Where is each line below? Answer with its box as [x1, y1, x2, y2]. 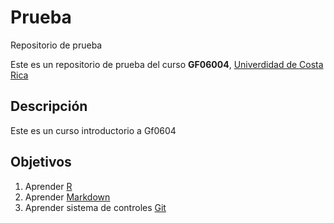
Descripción [10, 98, 88, 115]
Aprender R [24, 180, 73, 192]
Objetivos [10, 154, 72, 171]
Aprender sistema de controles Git [24, 201, 167, 213]
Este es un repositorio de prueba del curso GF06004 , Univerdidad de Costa [10, 58, 324, 70]
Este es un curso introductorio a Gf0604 [10, 124, 177, 136]
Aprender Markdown [24, 191, 111, 203]
